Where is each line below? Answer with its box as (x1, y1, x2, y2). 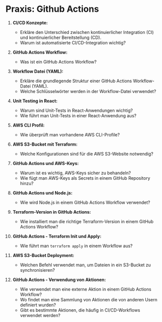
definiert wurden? (20, 302, 56, 308)
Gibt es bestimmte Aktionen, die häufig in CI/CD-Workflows (20, 307, 140, 313)
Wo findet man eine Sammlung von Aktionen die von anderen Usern (20, 296, 158, 302)
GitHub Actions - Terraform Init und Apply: (12, 233, 102, 239)
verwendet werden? (20, 312, 61, 318)
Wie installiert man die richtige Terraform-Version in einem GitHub (20, 218, 154, 225)
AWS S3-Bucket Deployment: (12, 252, 75, 258)
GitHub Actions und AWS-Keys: (12, 160, 79, 166)
